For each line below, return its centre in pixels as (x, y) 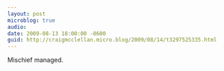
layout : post (27, 14)
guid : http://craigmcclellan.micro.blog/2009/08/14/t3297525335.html (112, 40)
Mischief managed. (35, 60)
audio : (17, 27)
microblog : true (31, 20)
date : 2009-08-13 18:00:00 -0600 (57, 33)
